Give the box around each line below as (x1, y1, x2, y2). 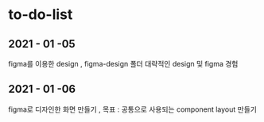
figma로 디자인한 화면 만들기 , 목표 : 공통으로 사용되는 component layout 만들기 (8, 105, 257, 114)
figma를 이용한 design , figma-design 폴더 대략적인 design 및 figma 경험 (8, 59, 239, 68)
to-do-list (8, 6, 73, 24)
